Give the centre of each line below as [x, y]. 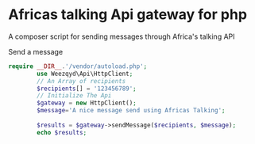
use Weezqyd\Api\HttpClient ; [85, 74]
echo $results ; [62, 132]
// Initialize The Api [74, 96]
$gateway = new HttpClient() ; [87, 103]
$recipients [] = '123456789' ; [87, 89]
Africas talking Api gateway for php [128, 15]
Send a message [36, 51]
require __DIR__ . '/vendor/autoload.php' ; [78, 66]
